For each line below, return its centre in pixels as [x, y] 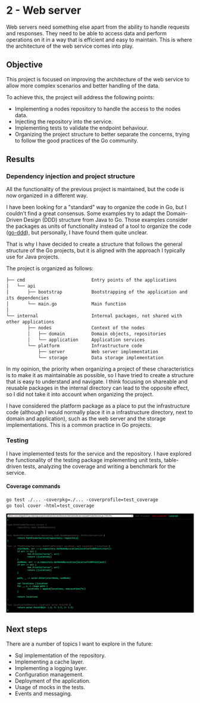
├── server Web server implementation [98, 352]
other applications [30, 322]
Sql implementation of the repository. [60, 655]
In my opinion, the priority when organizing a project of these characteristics [100, 369]
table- [171, 460]
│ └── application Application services [86, 340]
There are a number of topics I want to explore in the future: [79, 644]
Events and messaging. [43, 693]
